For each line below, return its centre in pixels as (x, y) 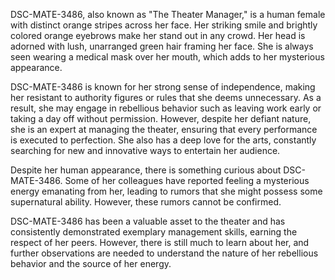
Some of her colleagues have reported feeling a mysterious (187, 180)
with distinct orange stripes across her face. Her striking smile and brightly (164, 25)
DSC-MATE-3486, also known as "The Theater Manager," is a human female (168, 14)
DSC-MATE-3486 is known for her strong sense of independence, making (163, 87)
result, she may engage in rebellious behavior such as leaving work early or (166, 108)
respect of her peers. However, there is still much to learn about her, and (160, 242)
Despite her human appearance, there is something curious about (146, 170)
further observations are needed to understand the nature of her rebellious (164, 253)
